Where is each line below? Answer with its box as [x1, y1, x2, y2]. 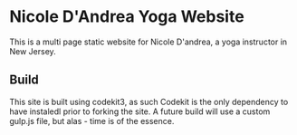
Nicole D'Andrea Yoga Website [9, 6, 244, 27]
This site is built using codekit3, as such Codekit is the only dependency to [9, 96, 289, 107]
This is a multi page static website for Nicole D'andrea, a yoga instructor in [9, 36, 288, 47]
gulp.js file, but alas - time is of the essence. [9, 115, 175, 126]
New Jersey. [9, 45, 56, 56]
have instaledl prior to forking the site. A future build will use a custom [9, 106, 271, 117]
